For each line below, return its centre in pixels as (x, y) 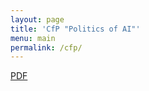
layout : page (37, 19)
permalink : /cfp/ (46, 47)
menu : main (33, 38)
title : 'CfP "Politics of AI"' (75, 29)
